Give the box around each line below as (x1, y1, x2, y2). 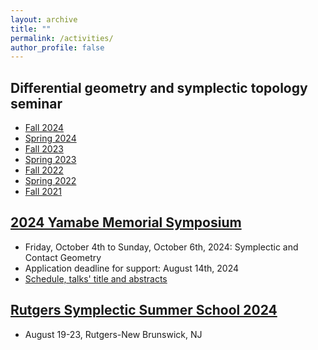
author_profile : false (10, 42, 105, 53)
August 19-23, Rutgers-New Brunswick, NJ (24, 328, 203, 340)
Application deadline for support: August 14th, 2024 (24, 262, 240, 274)
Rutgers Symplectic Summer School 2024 (10, 302, 278, 319)
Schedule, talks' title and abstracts (24, 272, 168, 285)
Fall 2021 (24, 186, 62, 198)
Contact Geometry (24, 251, 102, 263)
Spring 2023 (24, 154, 77, 166)
